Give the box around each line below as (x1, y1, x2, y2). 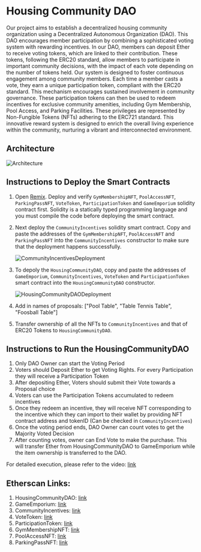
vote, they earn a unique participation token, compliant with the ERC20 (6, 81, 181, 88)
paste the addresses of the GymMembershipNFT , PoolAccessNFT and (14, 230, 175, 237)
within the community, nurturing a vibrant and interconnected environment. (6, 126, 192, 133)
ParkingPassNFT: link (14, 539, 68, 546)
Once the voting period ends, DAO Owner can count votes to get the (14, 423, 184, 431)
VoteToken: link (14, 514, 53, 521)
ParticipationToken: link (14, 520, 73, 527)
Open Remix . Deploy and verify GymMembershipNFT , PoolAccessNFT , (14, 193, 176, 200)
